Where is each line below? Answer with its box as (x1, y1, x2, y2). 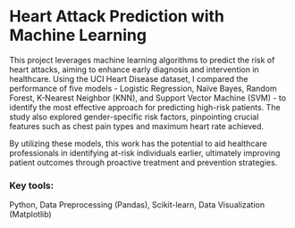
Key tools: (9, 179, 55, 191)
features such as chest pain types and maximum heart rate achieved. (9, 120, 265, 131)
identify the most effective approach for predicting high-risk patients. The (9, 102, 281, 112)
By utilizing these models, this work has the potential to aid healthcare (9, 138, 267, 149)
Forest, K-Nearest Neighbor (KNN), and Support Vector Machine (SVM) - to (9, 92, 287, 103)
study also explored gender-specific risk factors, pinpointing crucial (9, 111, 259, 122)
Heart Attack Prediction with (9, 6, 225, 27)
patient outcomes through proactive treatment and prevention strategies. (9, 157, 278, 167)
